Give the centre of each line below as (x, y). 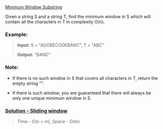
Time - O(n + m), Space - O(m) (48, 121)
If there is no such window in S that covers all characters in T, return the (85, 78)
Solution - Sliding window (36, 111)
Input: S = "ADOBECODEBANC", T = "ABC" (61, 45)
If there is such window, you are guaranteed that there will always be (81, 93)
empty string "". (28, 83)
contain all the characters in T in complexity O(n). (55, 22)
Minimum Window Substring (34, 7)
